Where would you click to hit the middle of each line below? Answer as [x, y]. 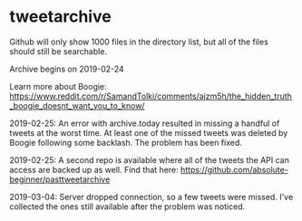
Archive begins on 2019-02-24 [67, 69]
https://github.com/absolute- [234, 169]
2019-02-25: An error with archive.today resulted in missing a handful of [145, 123]
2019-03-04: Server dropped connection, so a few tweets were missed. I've [151, 197]
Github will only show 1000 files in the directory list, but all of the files [139, 42]
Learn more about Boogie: [58, 86]
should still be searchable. [58, 51]
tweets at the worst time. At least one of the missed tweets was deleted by [149, 132]
